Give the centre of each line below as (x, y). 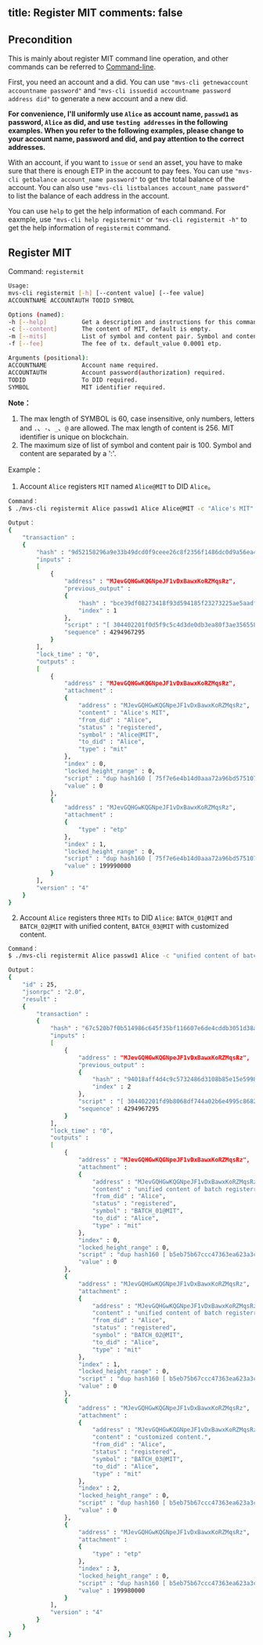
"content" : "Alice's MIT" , (124, 713)
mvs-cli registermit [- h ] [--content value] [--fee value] (106, 293)
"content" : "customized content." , (152, 1437)
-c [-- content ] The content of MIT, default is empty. (110, 329)
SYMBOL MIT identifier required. (87, 387)
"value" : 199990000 (97, 866)
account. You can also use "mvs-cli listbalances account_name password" (129, 188)
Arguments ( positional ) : (49, 358)
